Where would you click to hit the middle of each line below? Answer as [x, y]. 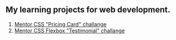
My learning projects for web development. [88, 10]
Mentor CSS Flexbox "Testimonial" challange [69, 30]
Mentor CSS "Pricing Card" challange [60, 24]
